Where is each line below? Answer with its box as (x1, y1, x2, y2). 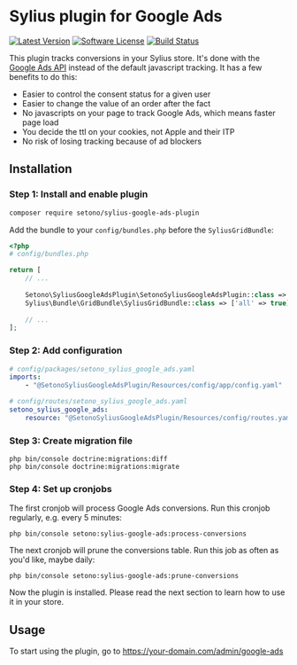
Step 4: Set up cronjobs (9, 483, 112, 496)
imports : (9, 372, 42, 382)
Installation (9, 161, 72, 176)
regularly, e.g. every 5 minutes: (9, 512, 122, 523)
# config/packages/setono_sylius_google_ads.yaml (9, 364, 196, 373)
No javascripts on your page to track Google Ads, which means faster (21, 107, 276, 118)
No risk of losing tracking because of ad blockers (21, 136, 202, 146)
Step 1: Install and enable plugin (9, 188, 148, 200)
